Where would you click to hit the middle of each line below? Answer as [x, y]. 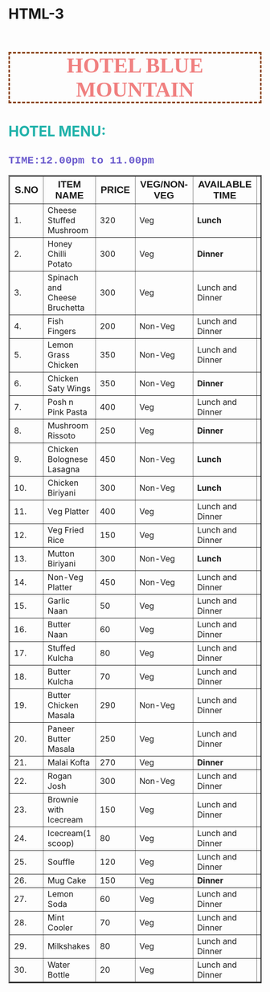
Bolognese [68, 459]
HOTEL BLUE [135, 65]
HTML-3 [36, 14]
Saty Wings [69, 388]
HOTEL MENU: [57, 131]
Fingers [62, 331]
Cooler [61, 927]
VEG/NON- [164, 184]
